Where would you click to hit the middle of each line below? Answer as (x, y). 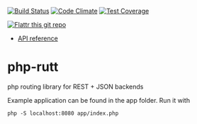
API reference (38, 38)
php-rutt (33, 67)
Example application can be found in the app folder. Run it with (98, 100)
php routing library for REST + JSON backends (75, 86)
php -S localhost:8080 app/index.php (63, 113)
